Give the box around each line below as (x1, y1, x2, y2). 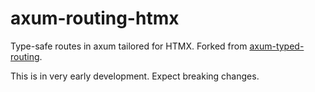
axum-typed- (249, 40, 305, 52)
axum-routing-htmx (10, 7, 180, 30)
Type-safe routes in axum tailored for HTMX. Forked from (10, 40, 248, 52)
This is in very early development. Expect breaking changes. (10, 70, 260, 82)
